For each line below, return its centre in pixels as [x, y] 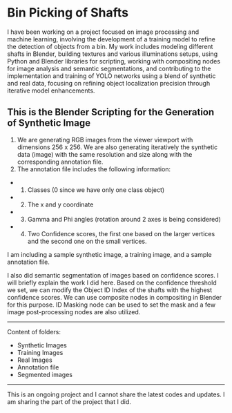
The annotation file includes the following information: [94, 169]
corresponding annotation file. [60, 162]
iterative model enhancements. [51, 90]
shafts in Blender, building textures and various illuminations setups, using [113, 54]
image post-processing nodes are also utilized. [74, 311]
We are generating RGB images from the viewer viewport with [105, 140]
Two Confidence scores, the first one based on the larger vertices [121, 233]
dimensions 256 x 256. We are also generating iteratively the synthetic [117, 147]
